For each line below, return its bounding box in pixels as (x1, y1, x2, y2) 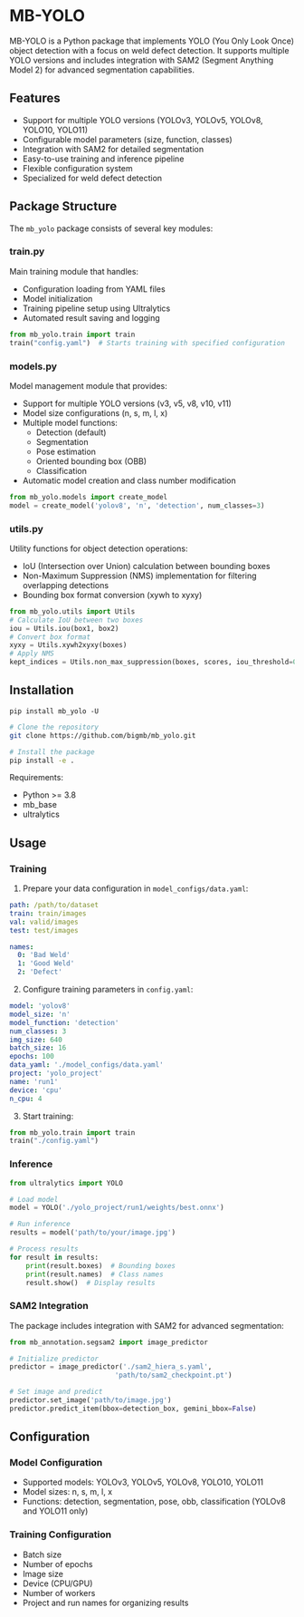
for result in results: (9, 1253, 100, 1262)
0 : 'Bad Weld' (17, 951, 71, 960)
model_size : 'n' (9, 1010, 71, 1019)
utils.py (9, 522, 43, 535)
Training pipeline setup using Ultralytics (22, 303, 171, 314)
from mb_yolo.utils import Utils (9, 606, 136, 616)
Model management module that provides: (9, 380, 167, 391)
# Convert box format (9, 632, 91, 642)
